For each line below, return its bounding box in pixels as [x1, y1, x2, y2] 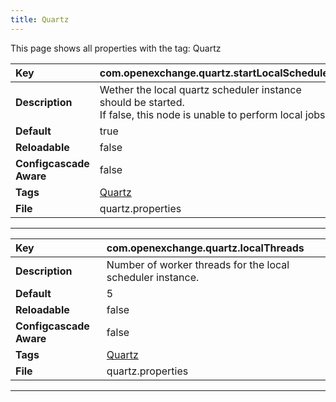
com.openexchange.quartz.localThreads [106, 241, 305, 255]
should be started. [99, 95, 185, 109]
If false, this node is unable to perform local [99, 107, 303, 121]
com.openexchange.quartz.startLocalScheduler [99, 66, 333, 80]
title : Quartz [10, 14, 70, 25]
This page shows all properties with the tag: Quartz [10, 42, 222, 54]
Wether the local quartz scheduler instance [99, 82, 302, 96]
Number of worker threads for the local [106, 257, 290, 271]
